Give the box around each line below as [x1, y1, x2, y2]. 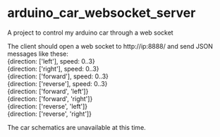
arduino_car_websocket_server [7, 5, 196, 21]
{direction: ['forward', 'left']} [7, 87, 89, 95]
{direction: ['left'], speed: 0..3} [7, 56, 95, 65]
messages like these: [7, 49, 68, 58]
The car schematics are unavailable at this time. [7, 123, 146, 131]
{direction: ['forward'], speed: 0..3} [7, 72, 109, 81]
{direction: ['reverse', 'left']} [7, 102, 88, 110]
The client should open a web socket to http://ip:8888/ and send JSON [7, 42, 213, 50]
